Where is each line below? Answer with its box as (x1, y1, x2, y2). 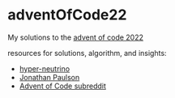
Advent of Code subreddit (19, 81, 107, 91)
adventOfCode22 (7, 6, 127, 24)
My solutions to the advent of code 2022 (7, 32, 143, 42)
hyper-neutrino (19, 63, 70, 74)
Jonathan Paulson (19, 72, 80, 82)
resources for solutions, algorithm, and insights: (7, 48, 167, 58)
